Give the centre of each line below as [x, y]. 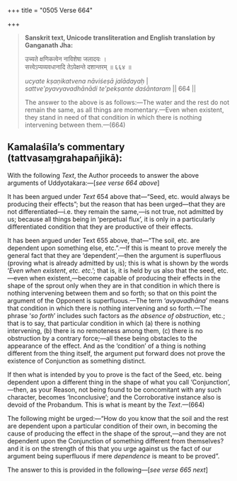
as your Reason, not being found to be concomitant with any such [126, 390]
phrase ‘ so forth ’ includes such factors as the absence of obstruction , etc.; [116, 315]
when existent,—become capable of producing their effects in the [125, 278]
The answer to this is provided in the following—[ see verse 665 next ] [108, 470]
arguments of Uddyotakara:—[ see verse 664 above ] [83, 183]
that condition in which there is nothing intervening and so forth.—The [110, 308]
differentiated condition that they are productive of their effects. [100, 227]
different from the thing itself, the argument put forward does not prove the [116, 353]
